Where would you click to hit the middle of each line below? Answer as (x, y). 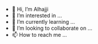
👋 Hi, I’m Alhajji (30, 9)
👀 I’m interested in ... (37, 15)
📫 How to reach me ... (39, 35)
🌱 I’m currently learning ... (43, 22)
